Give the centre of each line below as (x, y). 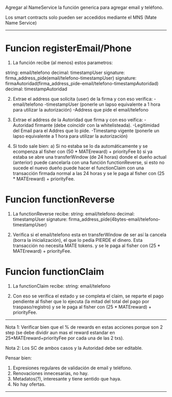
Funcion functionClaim (55, 272)
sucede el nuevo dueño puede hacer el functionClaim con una (78, 168)
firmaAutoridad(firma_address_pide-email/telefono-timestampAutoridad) (82, 83)
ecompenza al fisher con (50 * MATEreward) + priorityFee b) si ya (82, 152)
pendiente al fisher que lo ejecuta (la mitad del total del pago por (81, 301)
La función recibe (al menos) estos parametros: (63, 62)
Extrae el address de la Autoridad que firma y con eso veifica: (78, 120)
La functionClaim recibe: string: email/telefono (61, 286)
